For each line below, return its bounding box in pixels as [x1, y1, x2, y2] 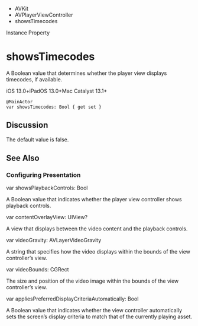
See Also [6, 153, 40, 163]
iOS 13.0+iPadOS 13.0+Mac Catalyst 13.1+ [6, 87, 108, 94]
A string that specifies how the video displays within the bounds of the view [6, 248, 191, 255]
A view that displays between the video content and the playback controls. [6, 225, 188, 232]
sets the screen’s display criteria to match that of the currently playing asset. [6, 313, 193, 320]
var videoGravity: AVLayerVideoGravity [6, 237, 102, 244]
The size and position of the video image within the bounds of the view [6, 277, 179, 284]
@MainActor [6, 99, 33, 105]
